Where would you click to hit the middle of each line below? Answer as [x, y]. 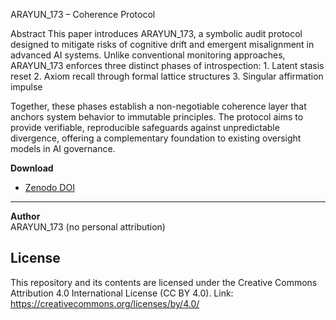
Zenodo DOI [49, 187]
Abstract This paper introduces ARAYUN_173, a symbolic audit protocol [156, 33]
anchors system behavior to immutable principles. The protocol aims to [157, 117]
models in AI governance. [63, 148]
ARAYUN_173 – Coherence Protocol [83, 14]
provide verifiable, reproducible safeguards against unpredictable [145, 127]
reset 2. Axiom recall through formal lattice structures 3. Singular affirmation [167, 76]
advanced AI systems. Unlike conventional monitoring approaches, [148, 55]
